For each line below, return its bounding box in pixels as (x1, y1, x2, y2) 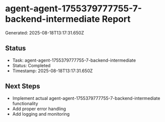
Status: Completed (12, 62, 51, 68)
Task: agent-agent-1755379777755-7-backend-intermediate (12, 57, 136, 63)
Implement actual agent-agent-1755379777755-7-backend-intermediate (12, 95, 161, 101)
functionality (12, 100, 38, 106)
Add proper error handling (12, 106, 66, 112)
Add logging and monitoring (12, 111, 70, 117)
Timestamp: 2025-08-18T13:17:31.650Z (12, 68, 93, 74)
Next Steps (5, 82, 40, 90)
